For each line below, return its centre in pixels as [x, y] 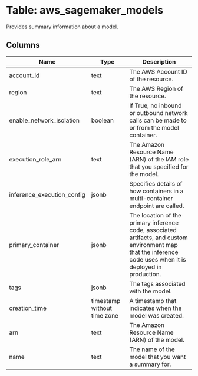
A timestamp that [153, 301]
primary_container [34, 245]
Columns [23, 45]
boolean [102, 120]
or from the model [154, 127]
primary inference [154, 223]
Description [159, 61]
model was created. [157, 315]
